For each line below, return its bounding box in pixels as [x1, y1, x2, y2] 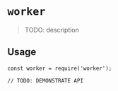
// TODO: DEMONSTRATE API [7, 77, 83, 84]
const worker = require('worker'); [7, 65, 112, 72]
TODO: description [24, 25, 80, 34]
